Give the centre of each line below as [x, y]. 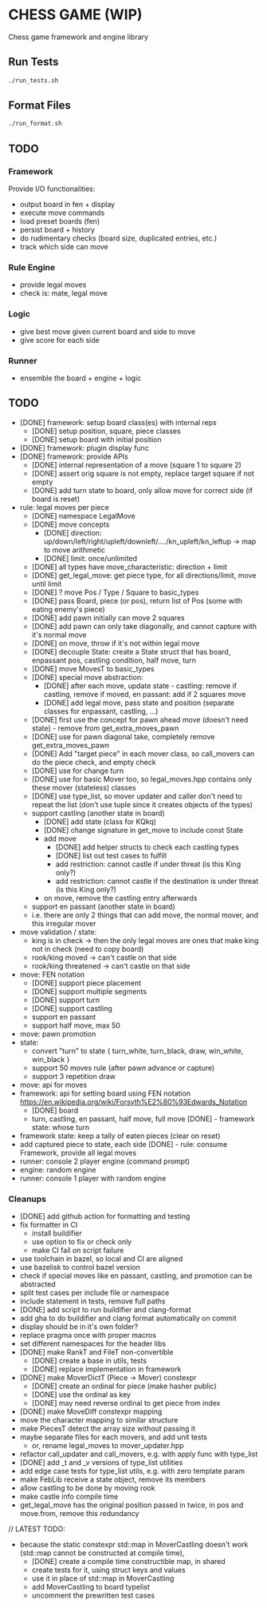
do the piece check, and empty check [94, 762]
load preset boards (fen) [60, 221]
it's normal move [59, 635]
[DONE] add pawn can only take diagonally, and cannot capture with [144, 626]
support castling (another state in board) [98, 813]
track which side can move [64, 247]
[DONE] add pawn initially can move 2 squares [108, 618]
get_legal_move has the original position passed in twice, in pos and [132, 1505]
